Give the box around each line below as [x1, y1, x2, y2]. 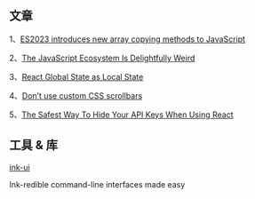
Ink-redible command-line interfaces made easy [9, 179, 186, 189]
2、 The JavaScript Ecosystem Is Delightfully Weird [9, 52, 195, 63]
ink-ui [9, 162, 30, 172]
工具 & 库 [9, 138, 59, 153]
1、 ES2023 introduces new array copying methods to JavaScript [9, 34, 246, 44]
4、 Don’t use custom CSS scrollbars [9, 90, 143, 100]
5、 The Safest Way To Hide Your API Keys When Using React [9, 109, 234, 120]
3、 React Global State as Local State [9, 71, 144, 82]
